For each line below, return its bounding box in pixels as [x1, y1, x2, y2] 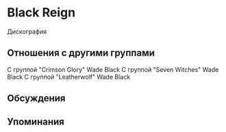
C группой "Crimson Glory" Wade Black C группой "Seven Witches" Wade [7, 65, 219, 73]
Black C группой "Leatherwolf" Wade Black [7, 72, 131, 81]
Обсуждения [7, 92, 66, 104]
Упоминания [7, 116, 65, 127]
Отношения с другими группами [7, 47, 155, 59]
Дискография [7, 27, 47, 36]
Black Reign [7, 5, 76, 21]
